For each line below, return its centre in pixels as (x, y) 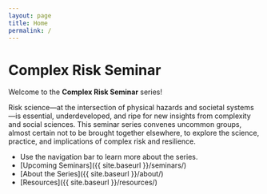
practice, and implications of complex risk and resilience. (102, 141)
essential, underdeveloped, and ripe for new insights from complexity (137, 116)
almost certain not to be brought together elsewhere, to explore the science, (134, 133)
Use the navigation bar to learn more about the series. (109, 157)
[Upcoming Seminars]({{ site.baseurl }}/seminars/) (103, 165)
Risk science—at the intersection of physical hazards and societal (117, 108)
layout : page (30, 16)
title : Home (28, 23)
